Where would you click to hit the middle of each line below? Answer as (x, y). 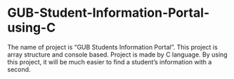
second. (19, 69)
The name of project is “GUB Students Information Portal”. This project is (112, 47)
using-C (32, 28)
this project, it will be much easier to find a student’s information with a (110, 62)
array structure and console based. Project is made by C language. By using (117, 55)
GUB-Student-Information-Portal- (109, 13)
